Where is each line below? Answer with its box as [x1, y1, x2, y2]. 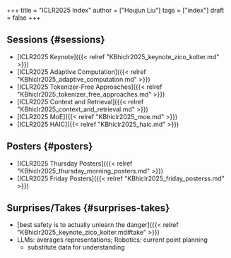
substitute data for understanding [27, 243, 125, 252]
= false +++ [6, 13, 41, 22]
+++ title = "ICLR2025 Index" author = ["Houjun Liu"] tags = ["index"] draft [6, 6, 225, 14]
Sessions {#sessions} [6, 34, 105, 46]
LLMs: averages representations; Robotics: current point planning [16, 235, 208, 244]
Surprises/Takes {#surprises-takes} [6, 202, 170, 214]
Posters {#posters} [6, 140, 93, 152]
